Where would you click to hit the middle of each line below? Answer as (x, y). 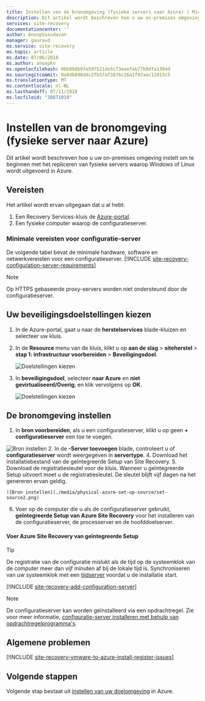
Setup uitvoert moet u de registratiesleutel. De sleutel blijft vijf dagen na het (101, 474)
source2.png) (23, 498)
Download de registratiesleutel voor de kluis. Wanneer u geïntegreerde (95, 468)
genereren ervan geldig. (37, 481)
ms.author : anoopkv (31, 63)
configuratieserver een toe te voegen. (64, 437)
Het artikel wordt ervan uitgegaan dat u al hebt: (66, 204)
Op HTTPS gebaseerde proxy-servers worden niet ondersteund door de (97, 289)
